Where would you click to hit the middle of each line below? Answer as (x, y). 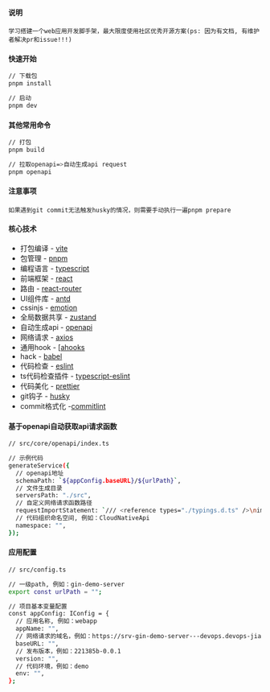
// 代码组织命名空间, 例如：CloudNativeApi (83, 518)
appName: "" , (37, 629)
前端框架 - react (46, 278)
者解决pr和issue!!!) (40, 40)
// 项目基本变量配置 (38, 606)
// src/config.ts (37, 570)
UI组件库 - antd (45, 299)
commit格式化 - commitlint (63, 406)
